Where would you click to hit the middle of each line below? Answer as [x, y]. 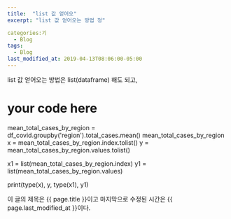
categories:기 [27, 33]
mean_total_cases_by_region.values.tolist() [69, 150]
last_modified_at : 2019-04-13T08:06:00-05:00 [75, 59]
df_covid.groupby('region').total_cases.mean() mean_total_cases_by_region [116, 135]
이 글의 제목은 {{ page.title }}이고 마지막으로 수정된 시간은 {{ [90, 199]
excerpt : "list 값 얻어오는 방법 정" [56, 20]
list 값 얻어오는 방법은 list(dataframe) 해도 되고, [72, 79]
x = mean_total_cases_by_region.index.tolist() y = [78, 142]
